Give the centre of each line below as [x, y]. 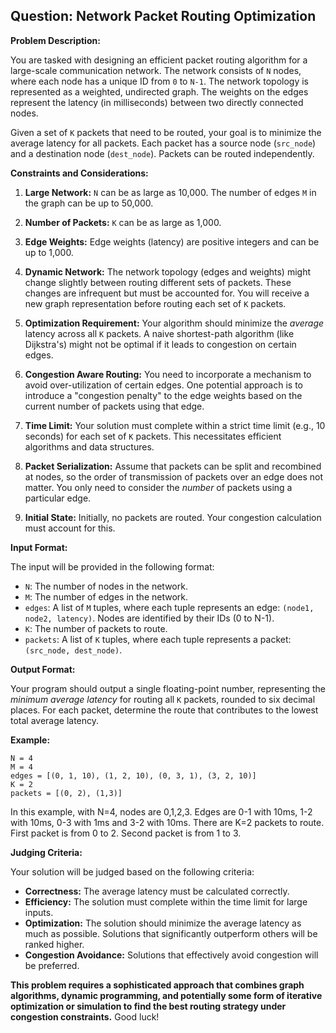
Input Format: [39, 547]
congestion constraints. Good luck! [85, 1016]
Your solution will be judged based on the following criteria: [132, 871]
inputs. [39, 912]
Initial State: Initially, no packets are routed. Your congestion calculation [173, 517]
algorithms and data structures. [89, 446]
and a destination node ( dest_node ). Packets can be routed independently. [162, 153]
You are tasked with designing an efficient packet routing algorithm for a [159, 60]
